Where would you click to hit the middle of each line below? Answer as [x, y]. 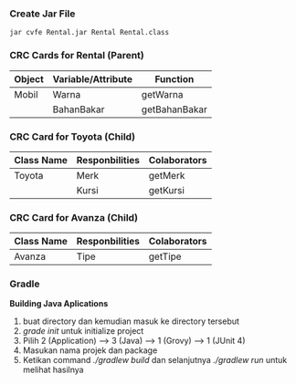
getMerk [167, 175]
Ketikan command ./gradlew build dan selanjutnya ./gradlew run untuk [155, 360]
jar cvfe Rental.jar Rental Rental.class [90, 33]
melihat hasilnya [53, 370]
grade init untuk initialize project [83, 331]
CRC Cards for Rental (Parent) [77, 56]
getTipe [165, 256]
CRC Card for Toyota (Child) [72, 137]
